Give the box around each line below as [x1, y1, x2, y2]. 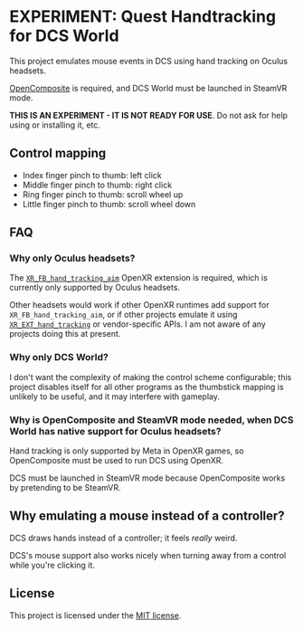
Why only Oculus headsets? [9, 252, 136, 264]
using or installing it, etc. [9, 119, 101, 130]
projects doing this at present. [9, 329, 121, 339]
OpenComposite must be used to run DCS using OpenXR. [9, 455, 224, 466]
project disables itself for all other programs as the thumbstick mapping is [9, 381, 284, 392]
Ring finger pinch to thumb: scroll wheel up [22, 188, 184, 200]
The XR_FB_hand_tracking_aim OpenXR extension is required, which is [9, 272, 269, 283]
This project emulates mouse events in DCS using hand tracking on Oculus [9, 55, 288, 66]
